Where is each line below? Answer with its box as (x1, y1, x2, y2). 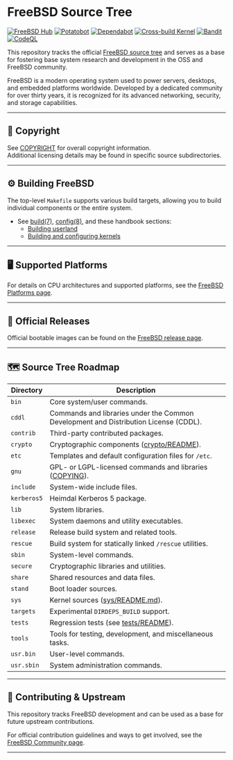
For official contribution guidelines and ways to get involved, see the (7, 731, 202, 739)
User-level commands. (49, 649, 125, 658)
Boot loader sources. (49, 584, 118, 593)
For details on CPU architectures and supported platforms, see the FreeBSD (7, 281, 224, 289)
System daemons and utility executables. (49, 516, 184, 526)
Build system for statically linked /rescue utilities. (49, 539, 208, 548)
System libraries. (49, 505, 104, 515)
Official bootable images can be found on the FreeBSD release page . (7, 334, 203, 342)
